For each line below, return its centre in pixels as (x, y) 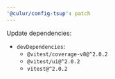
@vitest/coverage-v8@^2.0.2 (67, 54)
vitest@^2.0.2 (47, 69)
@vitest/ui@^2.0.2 (53, 61)
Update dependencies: (39, 33)
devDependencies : (41, 46)
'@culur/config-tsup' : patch (48, 13)
